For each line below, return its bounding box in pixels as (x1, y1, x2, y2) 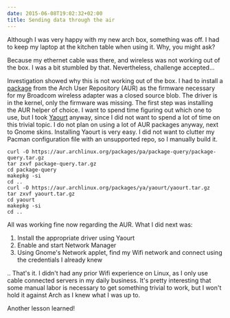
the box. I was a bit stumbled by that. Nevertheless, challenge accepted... (7, 63, 215, 71)
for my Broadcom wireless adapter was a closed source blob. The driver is (7, 91, 218, 100)
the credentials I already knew (16, 255, 103, 264)
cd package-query (7, 166, 57, 173)
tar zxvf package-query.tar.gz (7, 160, 97, 167)
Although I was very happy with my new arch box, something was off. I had (7, 35, 220, 43)
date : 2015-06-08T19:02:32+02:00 (7, 10, 103, 17)
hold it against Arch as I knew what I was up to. (7, 291, 141, 299)
